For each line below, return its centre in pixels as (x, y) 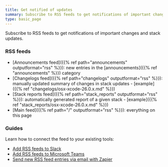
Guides (14, 128)
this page (22, 115)
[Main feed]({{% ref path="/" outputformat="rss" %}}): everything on (84, 110)
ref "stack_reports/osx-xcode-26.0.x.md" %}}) (60, 105)
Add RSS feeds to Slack (37, 149)
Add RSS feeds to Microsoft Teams (48, 154)
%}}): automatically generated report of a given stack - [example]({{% (85, 99)
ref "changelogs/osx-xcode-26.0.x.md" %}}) (69, 89)
